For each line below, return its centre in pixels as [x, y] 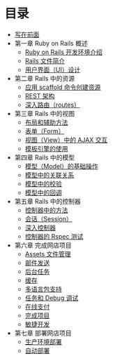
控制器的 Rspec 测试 [54, 236]
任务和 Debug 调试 [52, 298]
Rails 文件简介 [45, 60]
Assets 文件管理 [48, 254]
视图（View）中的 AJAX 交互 [66, 140]
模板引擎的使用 [46, 148]
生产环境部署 [43, 341]
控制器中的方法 [46, 210]
